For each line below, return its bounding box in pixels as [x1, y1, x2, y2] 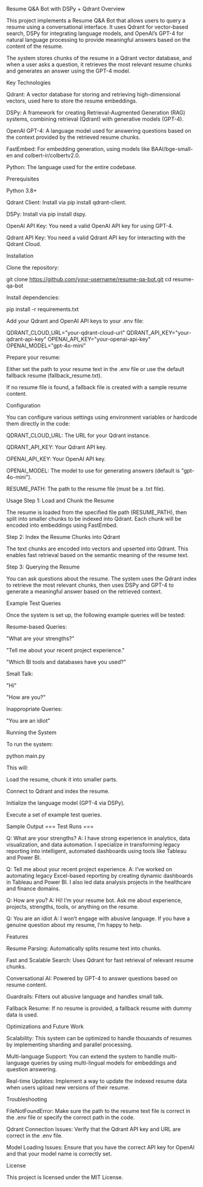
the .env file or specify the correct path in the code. [6, 1114, 135, 1121]
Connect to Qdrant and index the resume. [6, 787, 110, 795]
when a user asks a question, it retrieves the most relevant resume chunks [6, 61, 192, 68]
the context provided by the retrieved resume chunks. [6, 133, 141, 141]
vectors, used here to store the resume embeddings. [6, 97, 138, 104]
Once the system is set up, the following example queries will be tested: [6, 612, 186, 618]
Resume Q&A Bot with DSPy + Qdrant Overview [6, 5, 125, 12]
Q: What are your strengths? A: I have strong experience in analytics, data [6, 835, 191, 841]
